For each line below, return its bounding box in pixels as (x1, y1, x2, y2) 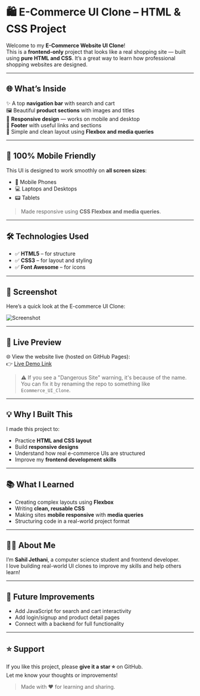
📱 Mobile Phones (14, 178, 57, 186)
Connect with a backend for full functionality (14, 620, 124, 627)
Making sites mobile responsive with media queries (14, 511, 144, 518)
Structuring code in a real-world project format (14, 518, 130, 525)
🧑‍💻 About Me (6, 540, 56, 550)
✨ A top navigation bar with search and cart (6, 100, 115, 107)
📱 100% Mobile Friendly (6, 151, 96, 161)
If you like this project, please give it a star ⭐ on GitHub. (6, 663, 143, 670)
